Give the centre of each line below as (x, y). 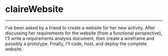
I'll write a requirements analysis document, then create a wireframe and (80, 38)
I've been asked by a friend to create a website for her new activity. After (80, 27)
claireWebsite (34, 9)
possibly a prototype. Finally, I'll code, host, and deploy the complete (76, 43)
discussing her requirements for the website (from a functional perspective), (84, 33)
